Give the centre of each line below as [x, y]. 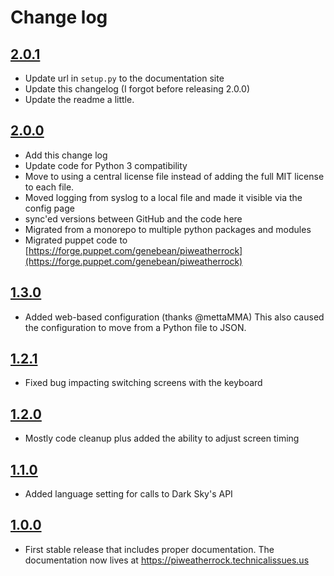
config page [49, 208]
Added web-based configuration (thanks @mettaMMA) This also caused [174, 317]
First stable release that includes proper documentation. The [149, 549]
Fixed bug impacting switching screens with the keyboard [143, 383]
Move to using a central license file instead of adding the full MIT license [174, 176]
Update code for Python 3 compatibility [106, 165]
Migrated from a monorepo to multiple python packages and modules [168, 229]
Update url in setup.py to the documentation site [124, 78]
